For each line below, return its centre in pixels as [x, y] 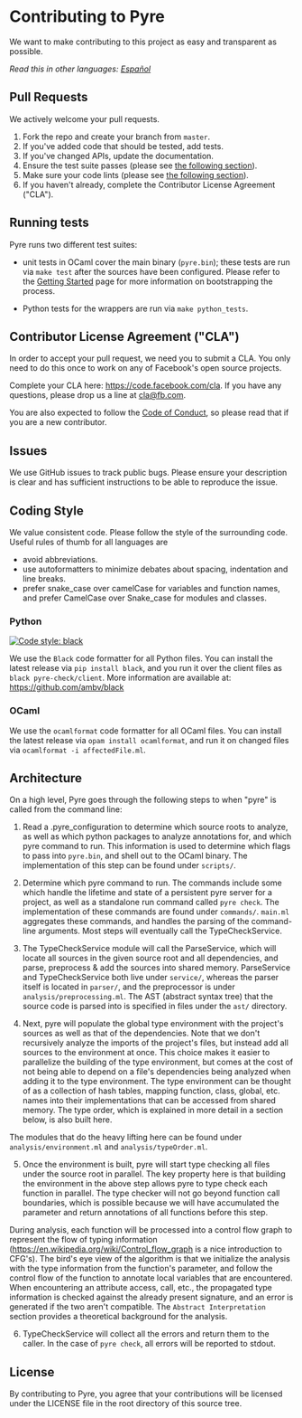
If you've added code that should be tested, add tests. [123, 146]
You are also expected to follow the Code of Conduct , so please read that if [149, 412]
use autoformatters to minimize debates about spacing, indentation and [155, 569]
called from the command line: [66, 809]
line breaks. [44, 579]
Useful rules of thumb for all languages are [89, 542]
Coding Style [46, 510]
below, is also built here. [67, 1120]
